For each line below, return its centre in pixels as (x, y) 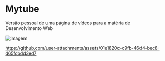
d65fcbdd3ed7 (21, 53)
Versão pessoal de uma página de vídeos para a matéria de (68, 23)
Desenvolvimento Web (29, 28)
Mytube (22, 9)
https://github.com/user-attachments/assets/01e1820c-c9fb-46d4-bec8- (82, 48)
